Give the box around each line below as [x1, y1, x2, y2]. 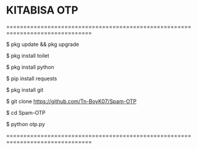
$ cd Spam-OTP [6, 109, 46, 116]
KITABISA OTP [6, 4, 79, 17]
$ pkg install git [6, 86, 44, 93]
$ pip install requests [6, 75, 57, 82]
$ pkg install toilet [6, 52, 50, 59]
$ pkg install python [6, 63, 54, 71]
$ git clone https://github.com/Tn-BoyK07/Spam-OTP [6, 98, 137, 105]
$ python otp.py [6, 120, 46, 127]
